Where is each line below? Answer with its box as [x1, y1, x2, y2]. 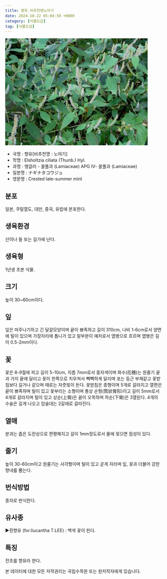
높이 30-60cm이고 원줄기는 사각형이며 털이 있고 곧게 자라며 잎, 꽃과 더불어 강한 [5, 461, 160, 467]
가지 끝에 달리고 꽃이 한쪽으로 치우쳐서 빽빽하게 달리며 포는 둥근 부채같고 [10, 376, 152, 382]
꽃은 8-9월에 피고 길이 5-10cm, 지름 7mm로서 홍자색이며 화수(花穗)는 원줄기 [5, 370, 155, 376]
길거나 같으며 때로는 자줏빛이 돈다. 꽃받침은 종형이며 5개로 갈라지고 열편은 [18, 382, 162, 388]
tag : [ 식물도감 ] [5, 24, 35, 29]
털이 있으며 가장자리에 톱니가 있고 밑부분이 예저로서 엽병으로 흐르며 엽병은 [10, 333, 155, 339]
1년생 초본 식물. [5, 266, 35, 272]
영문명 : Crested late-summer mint [12, 176, 82, 182]
